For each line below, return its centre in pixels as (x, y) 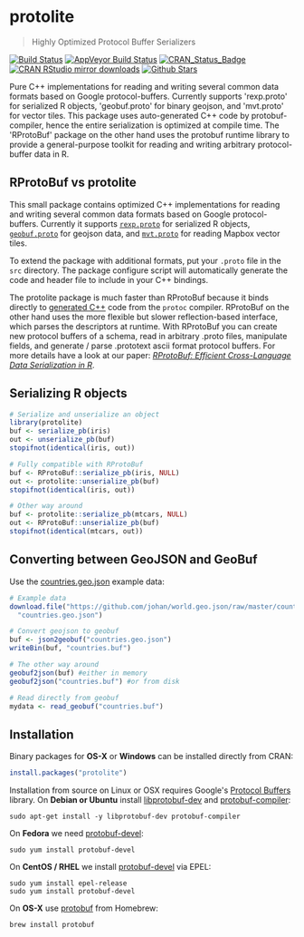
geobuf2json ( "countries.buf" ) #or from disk (95, 681)
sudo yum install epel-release (68, 883)
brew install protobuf (52, 925)
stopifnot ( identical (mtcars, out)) (76, 532)
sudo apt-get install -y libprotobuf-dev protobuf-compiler (125, 817)
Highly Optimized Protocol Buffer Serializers (114, 42)
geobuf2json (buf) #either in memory (78, 673)
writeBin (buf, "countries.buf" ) (70, 649)
